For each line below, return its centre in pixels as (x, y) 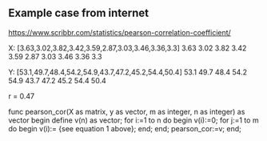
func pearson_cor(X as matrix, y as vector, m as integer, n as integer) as (127, 111)
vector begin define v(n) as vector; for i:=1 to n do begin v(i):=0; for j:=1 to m (133, 120)
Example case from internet (79, 13)
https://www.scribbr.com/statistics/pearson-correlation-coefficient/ (120, 32)
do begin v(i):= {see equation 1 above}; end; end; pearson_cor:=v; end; (125, 128)
